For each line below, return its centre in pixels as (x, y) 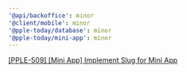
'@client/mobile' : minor (49, 23)
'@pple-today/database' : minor (60, 30)
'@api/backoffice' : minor (51, 15)
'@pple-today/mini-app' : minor (60, 38)
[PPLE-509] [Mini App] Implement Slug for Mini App (93, 60)
